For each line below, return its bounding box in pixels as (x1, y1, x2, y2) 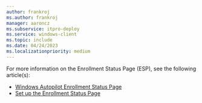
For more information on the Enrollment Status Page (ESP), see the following (6, 65, 197, 72)
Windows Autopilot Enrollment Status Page (15, 83, 122, 90)
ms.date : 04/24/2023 (6, 43, 59, 49)
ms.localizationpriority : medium (6, 48, 91, 55)
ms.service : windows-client (6, 32, 77, 38)
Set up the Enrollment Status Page (15, 89, 101, 97)
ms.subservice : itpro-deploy (6, 25, 80, 32)
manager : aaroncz (6, 20, 50, 26)
